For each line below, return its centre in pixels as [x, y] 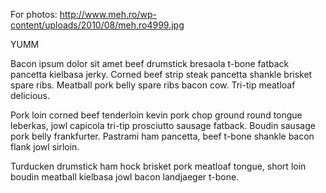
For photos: [34, 14]
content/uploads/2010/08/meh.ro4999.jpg [97, 25]
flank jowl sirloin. [45, 147]
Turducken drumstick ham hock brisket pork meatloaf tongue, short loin [158, 166]
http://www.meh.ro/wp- [108, 14]
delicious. [30, 95]
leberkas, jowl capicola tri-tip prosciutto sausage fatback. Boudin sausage [163, 125]
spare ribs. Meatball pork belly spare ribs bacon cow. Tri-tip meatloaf [153, 85]
